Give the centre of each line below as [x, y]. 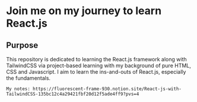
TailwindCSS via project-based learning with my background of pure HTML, [99, 65]
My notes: [18, 89]
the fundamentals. [28, 78]
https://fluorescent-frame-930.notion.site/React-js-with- [107, 89]
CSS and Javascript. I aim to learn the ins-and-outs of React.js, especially [96, 72]
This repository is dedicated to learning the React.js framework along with [96, 59]
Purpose [22, 45]
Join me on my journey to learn [84, 11]
